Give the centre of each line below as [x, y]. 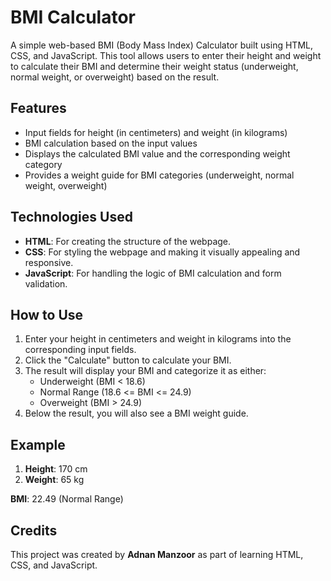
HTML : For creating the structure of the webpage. [128, 241]
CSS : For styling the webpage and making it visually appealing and [162, 252]
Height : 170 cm [56, 469]
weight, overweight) [66, 185]
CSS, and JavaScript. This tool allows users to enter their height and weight [166, 55]
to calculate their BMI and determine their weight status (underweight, [154, 66]
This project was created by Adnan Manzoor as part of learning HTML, [157, 554]
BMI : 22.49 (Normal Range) [67, 499]
